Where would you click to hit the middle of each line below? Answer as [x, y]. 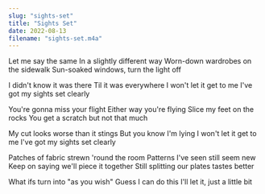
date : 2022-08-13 [37, 31]
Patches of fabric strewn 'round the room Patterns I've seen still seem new [132, 158]
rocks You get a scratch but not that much [78, 118]
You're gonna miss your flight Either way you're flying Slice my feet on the [131, 109]
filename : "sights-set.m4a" [56, 38]
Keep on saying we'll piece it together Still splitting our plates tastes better [131, 167]
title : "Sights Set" [43, 23]
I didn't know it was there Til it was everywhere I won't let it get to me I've [130, 85]
